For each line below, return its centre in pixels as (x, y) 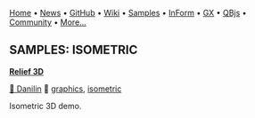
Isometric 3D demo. (45, 106)
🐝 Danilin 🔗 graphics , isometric (66, 89)
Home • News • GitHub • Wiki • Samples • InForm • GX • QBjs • (128, 13)
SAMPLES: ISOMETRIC (74, 50)
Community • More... (48, 22)
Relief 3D (27, 71)
